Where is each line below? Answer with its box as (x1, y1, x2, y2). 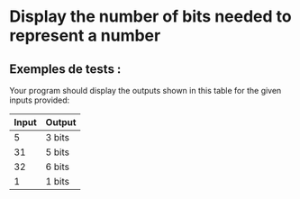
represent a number (9, 25, 161, 46)
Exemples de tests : (9, 61, 122, 77)
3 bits (45, 131, 70, 143)
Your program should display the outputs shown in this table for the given (9, 86, 282, 95)
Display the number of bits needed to (9, 6, 292, 27)
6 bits (45, 160, 70, 173)
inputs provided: (9, 95, 70, 105)
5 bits (45, 146, 70, 158)
